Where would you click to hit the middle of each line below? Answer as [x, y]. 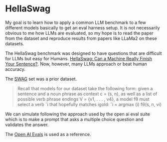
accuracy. [15, 69]
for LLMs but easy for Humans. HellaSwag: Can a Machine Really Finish [79, 58]
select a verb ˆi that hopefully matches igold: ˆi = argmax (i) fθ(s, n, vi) [89, 104]
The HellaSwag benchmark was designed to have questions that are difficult [83, 53]
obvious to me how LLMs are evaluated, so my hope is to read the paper [79, 33]
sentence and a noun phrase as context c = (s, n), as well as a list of [87, 94]
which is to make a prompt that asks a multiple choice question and [74, 119]
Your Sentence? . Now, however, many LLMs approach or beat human [76, 64]
